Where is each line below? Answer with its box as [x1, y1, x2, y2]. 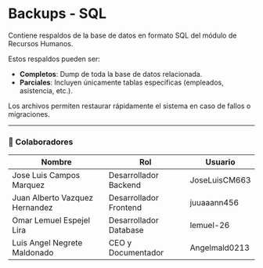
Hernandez [12, 202, 53, 213]
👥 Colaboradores [8, 136, 74, 147]
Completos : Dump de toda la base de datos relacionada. [19, 69, 203, 78]
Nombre [41, 157, 72, 168]
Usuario [205, 157, 236, 168]
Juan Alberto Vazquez [12, 193, 94, 204]
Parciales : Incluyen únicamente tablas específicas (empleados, [19, 78, 225, 87]
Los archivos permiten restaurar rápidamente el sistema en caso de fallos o [8, 101, 251, 110]
